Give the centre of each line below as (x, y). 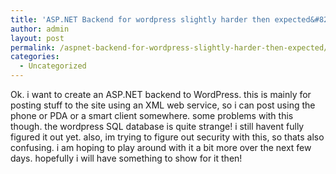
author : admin (40, 29)
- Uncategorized (53, 66)
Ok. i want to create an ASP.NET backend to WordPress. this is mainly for (161, 94)
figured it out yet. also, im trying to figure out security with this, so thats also (167, 137)
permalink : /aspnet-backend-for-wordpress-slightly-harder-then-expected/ (169, 47)
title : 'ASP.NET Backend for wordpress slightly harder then (140, 19)
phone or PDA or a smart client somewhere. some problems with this (152, 115)
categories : (35, 57)
